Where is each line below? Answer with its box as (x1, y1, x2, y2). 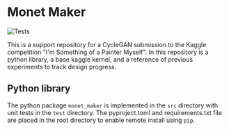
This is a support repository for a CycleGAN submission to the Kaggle (7, 40, 207, 49)
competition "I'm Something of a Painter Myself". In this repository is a (7, 48, 209, 56)
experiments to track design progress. (7, 62, 117, 71)
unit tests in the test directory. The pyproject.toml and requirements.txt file (7, 108, 223, 116)
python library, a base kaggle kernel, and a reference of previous (7, 55, 194, 63)
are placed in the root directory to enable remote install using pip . (7, 116, 195, 124)
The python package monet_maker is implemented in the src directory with (7, 101, 219, 110)
